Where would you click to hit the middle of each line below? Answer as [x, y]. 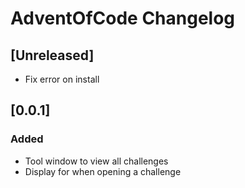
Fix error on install [62, 79]
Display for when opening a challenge [103, 171]
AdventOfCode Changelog [123, 18]
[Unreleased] [52, 55]
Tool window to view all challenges [96, 161]
